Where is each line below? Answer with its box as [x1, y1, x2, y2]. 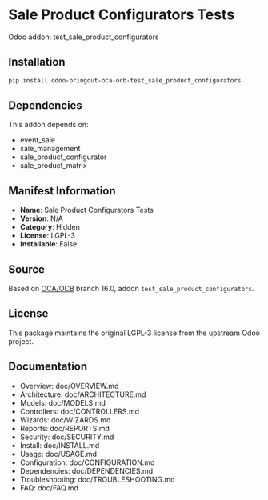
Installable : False [19, 239, 78, 249]
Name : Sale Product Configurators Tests [19, 206, 154, 215]
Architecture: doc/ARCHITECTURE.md [19, 390, 146, 399]
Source [8, 262, 46, 276]
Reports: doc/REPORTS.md [19, 423, 110, 433]
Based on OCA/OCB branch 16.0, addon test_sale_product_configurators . [8, 284, 254, 294]
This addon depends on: [8, 120, 89, 130]
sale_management [19, 144, 81, 154]
